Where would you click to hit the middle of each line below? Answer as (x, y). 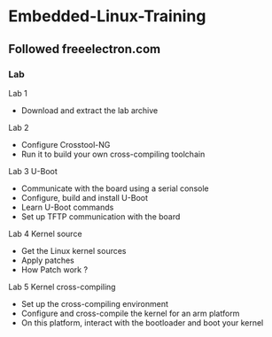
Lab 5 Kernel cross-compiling (62, 287)
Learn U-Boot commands (67, 207)
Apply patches (47, 260)
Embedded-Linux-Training (107, 16)
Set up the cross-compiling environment (95, 303)
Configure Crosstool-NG (66, 144)
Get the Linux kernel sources (74, 250)
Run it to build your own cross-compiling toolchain (113, 154)
